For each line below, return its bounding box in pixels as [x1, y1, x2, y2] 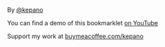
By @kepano [7, 6, 43, 14]
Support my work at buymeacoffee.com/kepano [7, 32, 144, 40]
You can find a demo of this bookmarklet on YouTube [7, 19, 159, 27]
